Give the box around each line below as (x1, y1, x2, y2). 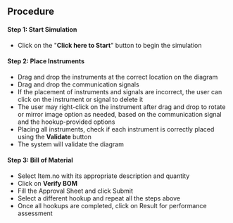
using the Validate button (17, 132, 92, 141)
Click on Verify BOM (17, 179, 77, 187)
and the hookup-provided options (17, 117, 115, 126)
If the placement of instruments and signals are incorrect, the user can (17, 87, 222, 96)
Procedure (7, 6, 55, 18)
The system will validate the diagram (17, 140, 125, 148)
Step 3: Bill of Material (7, 156, 74, 165)
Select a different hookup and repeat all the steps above (17, 194, 181, 203)
